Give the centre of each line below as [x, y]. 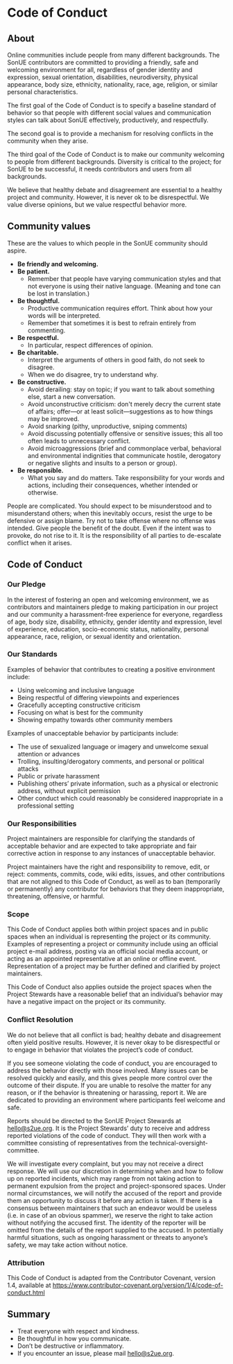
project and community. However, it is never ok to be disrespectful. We [108, 197]
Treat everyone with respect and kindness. [78, 1331]
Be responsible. [40, 470]
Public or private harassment [58, 776]
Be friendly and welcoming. [58, 264]
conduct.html [26, 1293]
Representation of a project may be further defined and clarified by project [114, 966]
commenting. [46, 330]
